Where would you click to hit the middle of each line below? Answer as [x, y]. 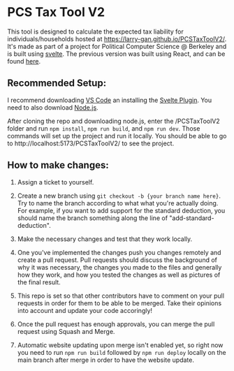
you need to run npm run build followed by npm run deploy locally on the [122, 352]
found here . [24, 61]
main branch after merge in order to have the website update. [105, 360]
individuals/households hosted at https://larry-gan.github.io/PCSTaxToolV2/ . [117, 38]
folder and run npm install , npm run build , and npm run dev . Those [104, 128]
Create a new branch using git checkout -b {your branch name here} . [119, 196]
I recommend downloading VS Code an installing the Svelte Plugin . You [110, 100]
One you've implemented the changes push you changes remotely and [119, 252]
